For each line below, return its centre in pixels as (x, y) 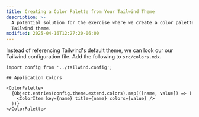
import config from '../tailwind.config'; (59, 68)
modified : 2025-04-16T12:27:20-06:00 (53, 34)
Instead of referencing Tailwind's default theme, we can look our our (90, 50)
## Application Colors (34, 78)
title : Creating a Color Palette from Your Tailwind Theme (81, 12)
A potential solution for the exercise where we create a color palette (103, 22)
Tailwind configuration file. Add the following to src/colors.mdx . (84, 57)
